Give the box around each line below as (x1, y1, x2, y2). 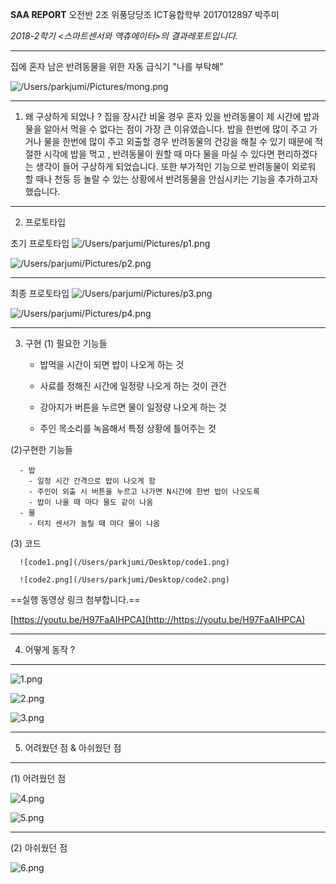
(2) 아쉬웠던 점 (10, 842, 68, 853)
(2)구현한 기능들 (10, 444, 73, 455)
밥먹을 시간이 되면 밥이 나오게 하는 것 (39, 359, 185, 370)
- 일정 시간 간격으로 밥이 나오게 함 (28, 476, 156, 486)
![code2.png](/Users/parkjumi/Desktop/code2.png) (19, 575, 230, 585)
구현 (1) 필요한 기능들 (24, 338, 108, 349)
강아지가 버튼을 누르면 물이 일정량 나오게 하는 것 (39, 401, 227, 413)
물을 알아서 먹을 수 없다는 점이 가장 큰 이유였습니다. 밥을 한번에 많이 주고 (24, 123, 308, 135)
